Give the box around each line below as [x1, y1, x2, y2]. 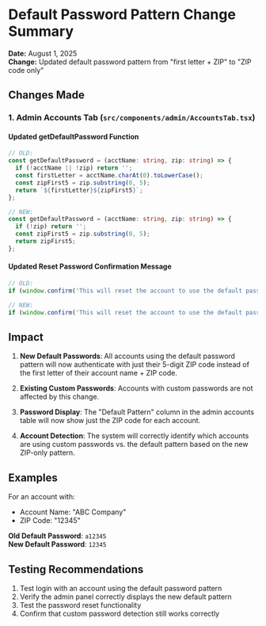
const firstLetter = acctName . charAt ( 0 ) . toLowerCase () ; [15, 172, 203, 180]
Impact [8, 330, 44, 344]
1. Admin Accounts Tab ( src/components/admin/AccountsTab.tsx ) [8, 113, 256, 124]
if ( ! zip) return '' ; [15, 223, 87, 231]
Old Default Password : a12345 [8, 531, 107, 540]
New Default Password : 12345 [8, 540, 107, 549]
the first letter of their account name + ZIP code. [19, 368, 178, 378]
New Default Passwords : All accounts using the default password [19, 351, 236, 361]
